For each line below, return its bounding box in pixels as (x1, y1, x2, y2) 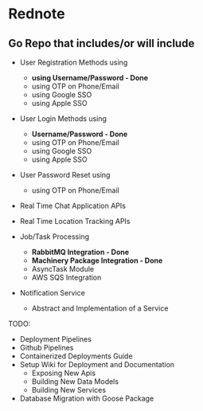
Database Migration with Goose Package (19, 393, 154, 403)
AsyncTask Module (31, 264, 95, 273)
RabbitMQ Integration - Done (31, 248, 130, 256)
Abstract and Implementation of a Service (31, 303, 169, 313)
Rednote (8, 5, 65, 23)
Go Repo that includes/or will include (8, 37, 195, 50)
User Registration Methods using (19, 57, 128, 67)
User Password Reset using (19, 170, 111, 179)
